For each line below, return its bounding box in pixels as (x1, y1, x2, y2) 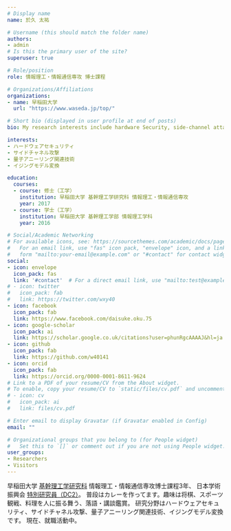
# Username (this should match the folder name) (7, 29, 149, 36)
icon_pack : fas (13, 270, 57, 277)
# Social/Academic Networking (7, 232, 94, 239)
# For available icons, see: (7, 239, 91, 246)
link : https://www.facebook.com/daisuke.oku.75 (13, 315, 153, 322)
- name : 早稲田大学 (7, 99, 58, 106)
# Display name (7, 10, 51, 17)
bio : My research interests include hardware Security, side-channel (7, 124, 211, 131)
